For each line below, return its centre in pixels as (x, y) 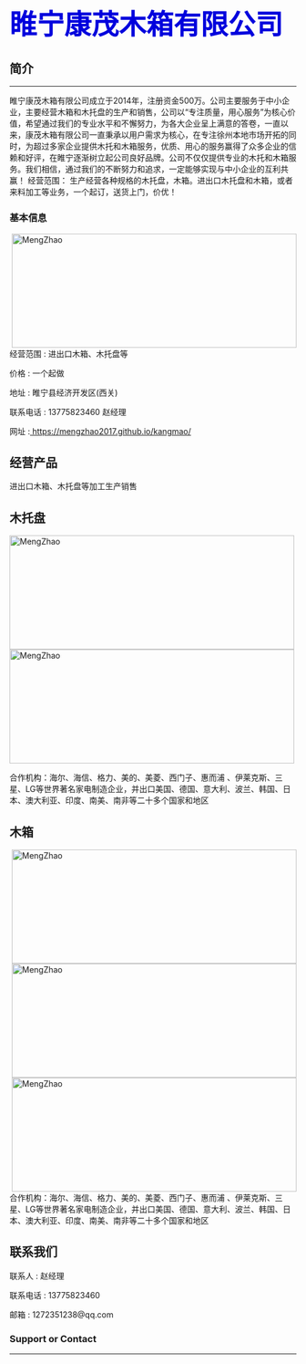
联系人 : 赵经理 (37, 1275)
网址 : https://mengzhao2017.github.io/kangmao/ (100, 431)
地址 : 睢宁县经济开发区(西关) (64, 392)
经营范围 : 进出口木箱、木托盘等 (69, 353)
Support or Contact (53, 1338)
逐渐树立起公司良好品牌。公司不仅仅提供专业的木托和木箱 (180, 158)
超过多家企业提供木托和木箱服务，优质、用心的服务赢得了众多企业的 (161, 146)
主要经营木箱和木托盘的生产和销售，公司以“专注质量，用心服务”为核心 (157, 112)
